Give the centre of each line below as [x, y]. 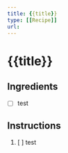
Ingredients [33, 87]
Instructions [34, 126]
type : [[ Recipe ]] [32, 20]
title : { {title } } [32, 14]
